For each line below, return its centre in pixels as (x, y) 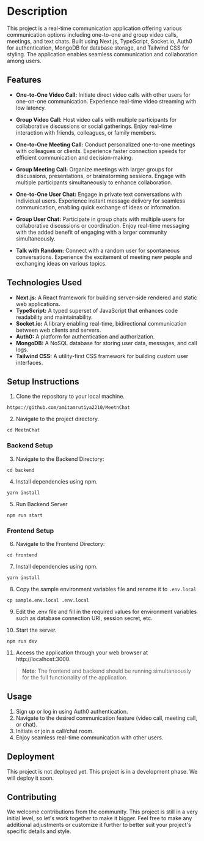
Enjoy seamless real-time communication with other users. (89, 737)
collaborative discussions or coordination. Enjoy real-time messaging (103, 225)
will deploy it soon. (31, 778)
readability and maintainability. (54, 317)
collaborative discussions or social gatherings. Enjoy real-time (94, 126)
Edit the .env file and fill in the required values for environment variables (106, 611)
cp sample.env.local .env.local (48, 600)
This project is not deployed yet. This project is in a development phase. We (102, 771)
